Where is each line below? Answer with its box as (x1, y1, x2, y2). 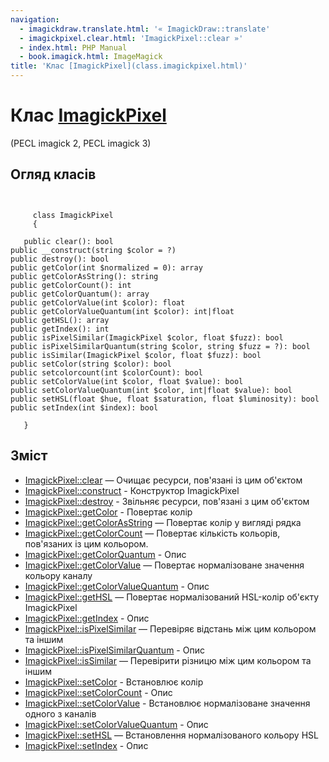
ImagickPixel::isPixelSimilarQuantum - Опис (24, 644, 205, 656)
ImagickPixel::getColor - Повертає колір (24, 506, 193, 518)
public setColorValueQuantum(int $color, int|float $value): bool (10, 385, 293, 395)
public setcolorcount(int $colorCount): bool (10, 367, 203, 378)
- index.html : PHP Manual (19, 42, 128, 53)
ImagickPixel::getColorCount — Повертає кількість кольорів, (24, 527, 281, 539)
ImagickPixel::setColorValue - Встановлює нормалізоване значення (24, 697, 311, 709)
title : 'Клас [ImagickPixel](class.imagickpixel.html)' (10, 61, 248, 71)
